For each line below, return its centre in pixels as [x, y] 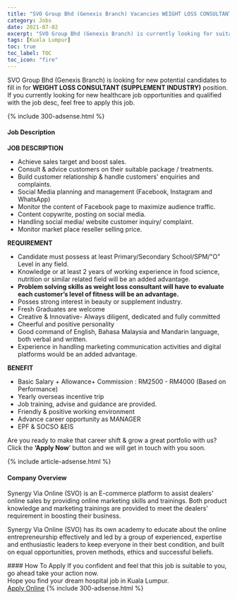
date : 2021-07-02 [33, 27]
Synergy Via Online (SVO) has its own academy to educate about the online [117, 530]
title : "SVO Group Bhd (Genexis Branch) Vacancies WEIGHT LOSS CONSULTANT [120, 14]
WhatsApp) [34, 199]
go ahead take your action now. [53, 574]
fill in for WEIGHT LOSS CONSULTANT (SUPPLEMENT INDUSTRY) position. [117, 87]
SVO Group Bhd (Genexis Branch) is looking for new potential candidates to [117, 80]
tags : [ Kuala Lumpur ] [39, 40]
